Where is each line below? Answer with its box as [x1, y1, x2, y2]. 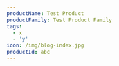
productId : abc [6, 49, 51, 56]
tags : [6, 23, 22, 30]
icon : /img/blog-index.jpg [6, 42, 84, 49]
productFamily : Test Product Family [6, 16, 112, 23]
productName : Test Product [6, 10, 84, 17]
